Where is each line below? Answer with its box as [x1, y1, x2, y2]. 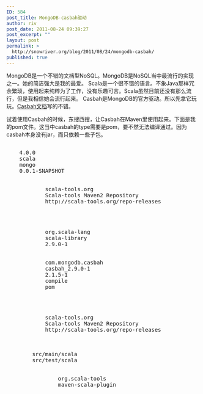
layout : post [6, 37, 40, 43]
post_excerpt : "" [6, 32, 51, 38]
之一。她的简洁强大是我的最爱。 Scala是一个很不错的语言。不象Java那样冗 [6, 79, 194, 87]
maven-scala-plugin [57, 381, 116, 388]
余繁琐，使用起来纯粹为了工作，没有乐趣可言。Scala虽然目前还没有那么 [6, 87, 186, 95]
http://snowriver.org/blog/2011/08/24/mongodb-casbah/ [12, 49, 155, 55]
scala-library [45, 235, 87, 241]
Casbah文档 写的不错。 [17, 102, 75, 110]
